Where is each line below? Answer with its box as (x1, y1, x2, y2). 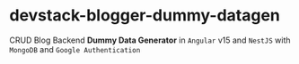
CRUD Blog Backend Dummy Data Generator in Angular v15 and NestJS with (9, 35, 291, 45)
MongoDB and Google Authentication (9, 44, 141, 54)
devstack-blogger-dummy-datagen (9, 5, 281, 26)
